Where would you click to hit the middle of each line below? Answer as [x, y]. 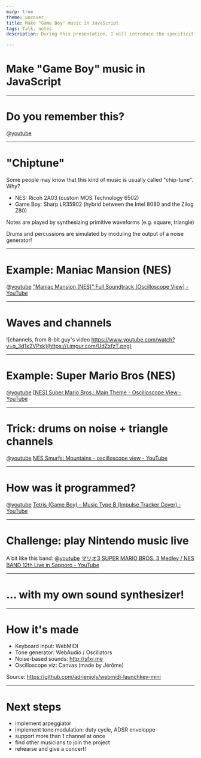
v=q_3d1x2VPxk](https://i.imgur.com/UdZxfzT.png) [69, 346]
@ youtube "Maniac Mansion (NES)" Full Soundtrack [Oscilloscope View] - [98, 286]
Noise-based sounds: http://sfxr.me [59, 659]
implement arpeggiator [43, 723]
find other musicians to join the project [63, 742]
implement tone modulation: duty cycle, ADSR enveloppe [85, 730]
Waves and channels [59, 323]
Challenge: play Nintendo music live [98, 540]
